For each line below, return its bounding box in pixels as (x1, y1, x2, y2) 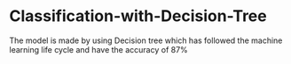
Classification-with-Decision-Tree (9, 6, 268, 26)
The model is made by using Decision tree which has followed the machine (9, 35, 283, 46)
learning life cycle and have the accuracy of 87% (9, 44, 188, 54)
